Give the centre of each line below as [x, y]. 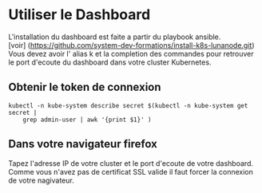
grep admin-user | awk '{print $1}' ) [87, 120]
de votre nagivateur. [41, 180]
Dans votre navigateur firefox [83, 144]
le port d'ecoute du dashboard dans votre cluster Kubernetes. [110, 62]
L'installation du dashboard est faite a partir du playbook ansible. [115, 37]
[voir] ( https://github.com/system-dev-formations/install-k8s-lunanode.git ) [131, 45]
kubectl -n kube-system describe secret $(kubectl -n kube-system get [128, 105]
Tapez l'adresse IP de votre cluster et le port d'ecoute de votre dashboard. [131, 163]
